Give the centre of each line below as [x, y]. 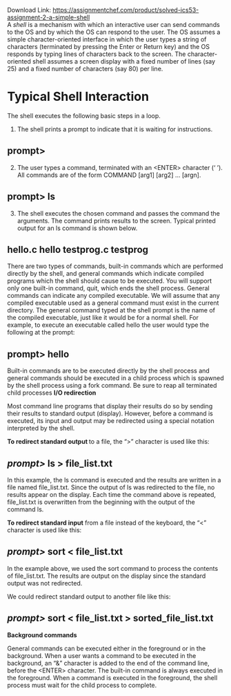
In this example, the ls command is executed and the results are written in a [114, 480]
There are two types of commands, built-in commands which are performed [115, 266]
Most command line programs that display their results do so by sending [110, 406]
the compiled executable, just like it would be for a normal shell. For [103, 318]
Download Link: [29, 10]
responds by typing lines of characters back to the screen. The [97, 54]
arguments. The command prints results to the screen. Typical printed [116, 220]
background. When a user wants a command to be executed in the [102, 655]
